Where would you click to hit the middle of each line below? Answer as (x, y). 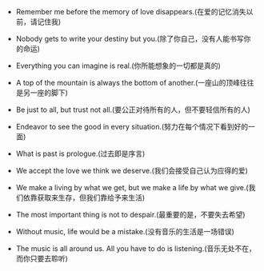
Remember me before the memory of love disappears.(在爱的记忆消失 (131, 12)
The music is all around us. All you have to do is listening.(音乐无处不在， (136, 249)
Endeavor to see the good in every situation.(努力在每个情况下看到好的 (132, 127)
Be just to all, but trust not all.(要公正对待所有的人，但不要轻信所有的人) (133, 110)
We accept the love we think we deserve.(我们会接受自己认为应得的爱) (132, 171)
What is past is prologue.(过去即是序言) (80, 153)
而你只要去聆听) (42, 259)
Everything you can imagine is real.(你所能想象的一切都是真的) (118, 66)
